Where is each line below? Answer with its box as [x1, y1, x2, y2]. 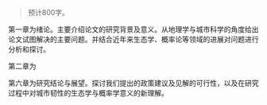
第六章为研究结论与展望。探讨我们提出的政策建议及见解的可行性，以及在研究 [8, 79, 259, 87]
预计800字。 [27, 8, 70, 17]
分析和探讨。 [8, 45, 50, 54]
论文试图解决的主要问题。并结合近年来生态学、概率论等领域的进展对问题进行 [8, 35, 259, 44]
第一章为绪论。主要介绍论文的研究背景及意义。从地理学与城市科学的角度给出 [8, 25, 259, 34]
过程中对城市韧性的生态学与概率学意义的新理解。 [8, 88, 168, 98]
